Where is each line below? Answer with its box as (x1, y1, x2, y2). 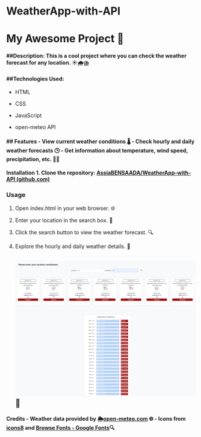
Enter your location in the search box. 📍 (14, 216, 113, 224)
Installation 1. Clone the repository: (6, 169, 96, 176)
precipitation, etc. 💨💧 (6, 155, 60, 162)
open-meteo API (14, 124, 56, 131)
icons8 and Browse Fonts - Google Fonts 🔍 (6, 424, 115, 432)
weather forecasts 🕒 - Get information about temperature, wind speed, (6, 147, 188, 154)
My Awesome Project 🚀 (6, 32, 125, 46)
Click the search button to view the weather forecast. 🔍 (14, 228, 153, 236)
